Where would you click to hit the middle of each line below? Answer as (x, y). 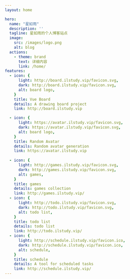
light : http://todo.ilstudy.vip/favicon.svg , (67, 203)
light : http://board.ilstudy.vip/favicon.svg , (68, 81)
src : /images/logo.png (38, 43)
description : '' (26, 28)
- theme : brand (30, 57)
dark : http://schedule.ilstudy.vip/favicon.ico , (71, 245)
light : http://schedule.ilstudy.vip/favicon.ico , (72, 240)
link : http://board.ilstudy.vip (48, 109)
